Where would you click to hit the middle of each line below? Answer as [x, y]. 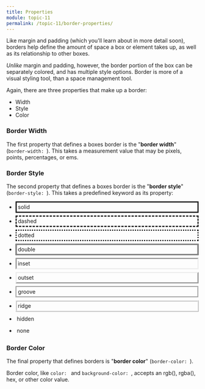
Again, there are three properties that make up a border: [77, 90]
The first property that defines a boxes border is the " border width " [92, 144]
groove [27, 292]
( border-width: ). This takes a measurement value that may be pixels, [94, 151]
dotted [26, 235]
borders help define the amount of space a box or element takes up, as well [101, 47]
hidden [26, 319]
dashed [27, 221]
